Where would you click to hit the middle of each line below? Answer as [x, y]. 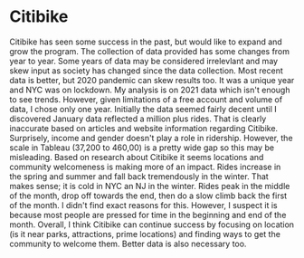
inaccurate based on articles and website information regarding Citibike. [144, 128]
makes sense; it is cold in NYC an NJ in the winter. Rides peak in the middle [150, 186]
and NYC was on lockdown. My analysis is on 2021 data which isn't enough [150, 90]
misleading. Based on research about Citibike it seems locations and [137, 157]
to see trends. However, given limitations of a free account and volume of [146, 99]
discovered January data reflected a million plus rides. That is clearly [138, 119]
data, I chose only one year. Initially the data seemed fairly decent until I [143, 109]
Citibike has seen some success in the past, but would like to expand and [146, 42]
